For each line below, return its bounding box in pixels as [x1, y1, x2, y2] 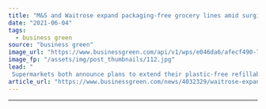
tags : [8, 26, 26, 34]
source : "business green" [8, 41, 93, 49]
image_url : [8, 48, 44, 56]
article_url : [8, 77, 51, 85]
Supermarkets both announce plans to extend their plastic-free [11, 70, 228, 78]
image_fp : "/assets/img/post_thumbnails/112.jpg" [8, 56, 176, 64]
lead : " [8, 63, 34, 71]
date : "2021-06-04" [8, 19, 73, 27]
